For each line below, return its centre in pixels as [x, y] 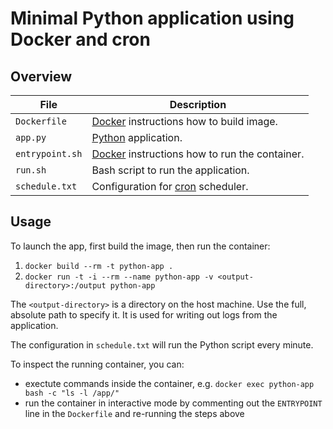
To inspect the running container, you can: [97, 364]
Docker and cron [80, 39]
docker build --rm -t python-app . [99, 266]
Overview [41, 76]
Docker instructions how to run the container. [198, 154]
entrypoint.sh [49, 153]
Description [198, 104]
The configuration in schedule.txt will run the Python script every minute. [162, 344]
